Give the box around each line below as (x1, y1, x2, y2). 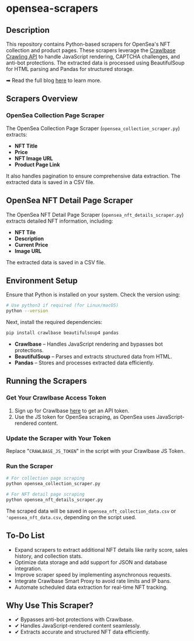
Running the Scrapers (6, 376, 87, 386)
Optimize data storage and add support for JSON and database (14, 558, 168, 565)
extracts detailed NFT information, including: (6, 217, 113, 224)
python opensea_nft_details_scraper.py (6, 497, 103, 503)
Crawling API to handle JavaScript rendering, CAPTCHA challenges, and (6, 53, 180, 60)
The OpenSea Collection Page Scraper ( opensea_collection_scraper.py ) (6, 125, 180, 132)
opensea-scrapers (6, 2, 98, 15)
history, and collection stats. (14, 553, 83, 560)
